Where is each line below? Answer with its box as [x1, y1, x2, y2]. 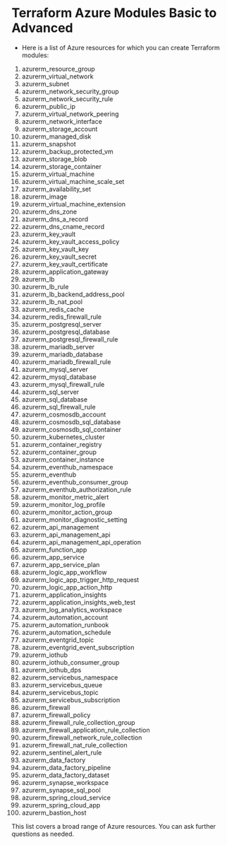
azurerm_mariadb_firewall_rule [21, 357, 111, 366]
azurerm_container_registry [21, 440, 102, 448]
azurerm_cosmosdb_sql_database [21, 417, 121, 426]
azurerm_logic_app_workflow [21, 568, 107, 576]
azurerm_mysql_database [21, 373, 97, 381]
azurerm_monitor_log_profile [21, 500, 106, 508]
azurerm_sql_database [21, 395, 87, 404]
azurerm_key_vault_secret [21, 252, 97, 261]
